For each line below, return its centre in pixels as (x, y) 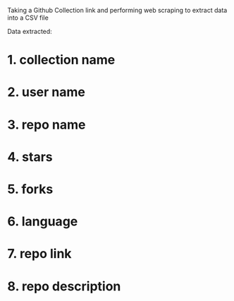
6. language (43, 222)
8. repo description (64, 286)
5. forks (30, 189)
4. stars (30, 157)
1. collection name (61, 60)
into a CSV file (28, 18)
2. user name (47, 92)
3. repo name (47, 125)
